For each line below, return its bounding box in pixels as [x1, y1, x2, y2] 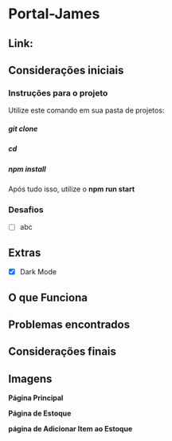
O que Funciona [8, 290, 88, 304]
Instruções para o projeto [8, 87, 108, 98]
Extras [8, 246, 41, 259]
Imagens [8, 372, 53, 385]
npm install [8, 164, 46, 174]
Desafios [8, 204, 44, 215]
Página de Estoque [8, 408, 72, 419]
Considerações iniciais [8, 63, 124, 77]
